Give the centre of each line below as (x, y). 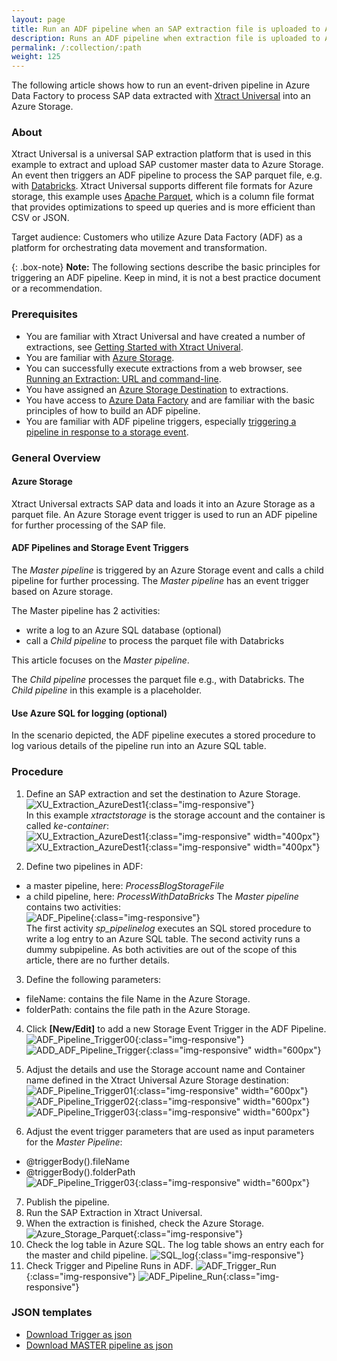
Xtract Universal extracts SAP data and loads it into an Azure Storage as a (163, 503)
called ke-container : (67, 825)
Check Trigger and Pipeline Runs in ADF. (109, 1265)
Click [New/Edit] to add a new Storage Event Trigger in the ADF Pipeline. (176, 1028)
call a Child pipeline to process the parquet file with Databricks (155, 641)
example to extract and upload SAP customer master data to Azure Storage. (167, 165)
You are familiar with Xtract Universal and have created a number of (165, 336)
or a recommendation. (57, 288)
